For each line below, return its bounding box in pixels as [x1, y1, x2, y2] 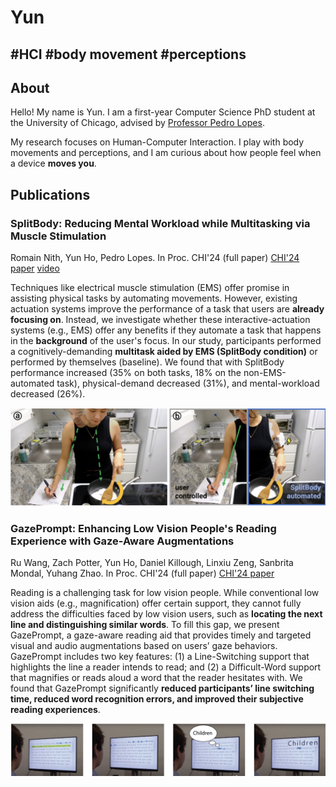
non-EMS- [243, 367, 287, 379]
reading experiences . [10, 703, 101, 715]
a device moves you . [10, 157, 97, 170]
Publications [10, 186, 91, 203]
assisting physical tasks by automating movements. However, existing [10, 292, 298, 305]
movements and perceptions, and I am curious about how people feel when [10, 147, 322, 159]
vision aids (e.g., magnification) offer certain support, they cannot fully [10, 597, 302, 609]
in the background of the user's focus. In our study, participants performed [10, 335, 322, 347]
